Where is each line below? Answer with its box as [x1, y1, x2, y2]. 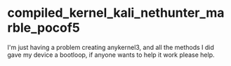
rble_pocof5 [7, 20, 81, 36]
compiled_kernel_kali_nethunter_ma [7, 5, 225, 21]
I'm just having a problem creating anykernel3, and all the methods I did [7, 43, 214, 51]
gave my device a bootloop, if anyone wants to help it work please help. [7, 51, 216, 59]
